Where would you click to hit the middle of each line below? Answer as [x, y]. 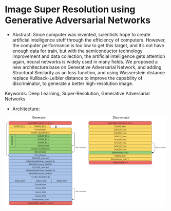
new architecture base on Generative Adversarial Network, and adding [87, 67]
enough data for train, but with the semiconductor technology [77, 51]
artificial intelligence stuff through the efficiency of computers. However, [89, 40]
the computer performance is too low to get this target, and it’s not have [88, 45]
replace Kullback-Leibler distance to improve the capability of [77, 78]
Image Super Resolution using [70, 9]
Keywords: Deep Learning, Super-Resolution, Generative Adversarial [77, 93]
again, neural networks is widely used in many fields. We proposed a [85, 61]
